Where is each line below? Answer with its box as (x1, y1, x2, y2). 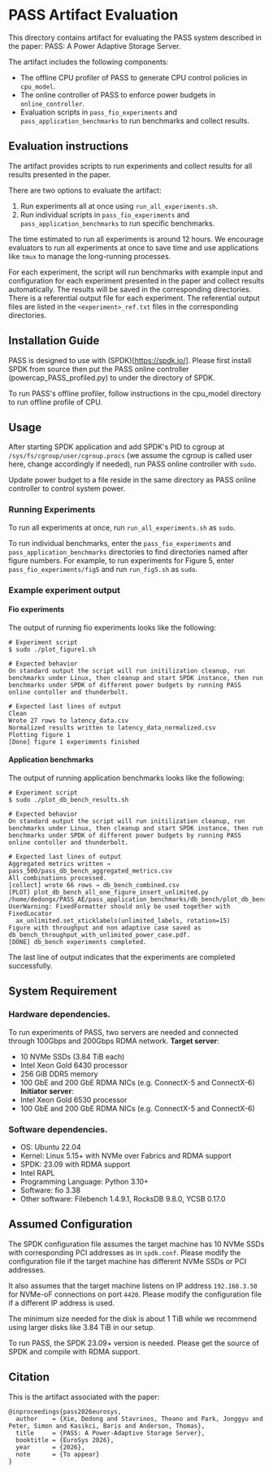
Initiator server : (19, 1086, 75, 1096)
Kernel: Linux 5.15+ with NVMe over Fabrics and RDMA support (19, 1150, 232, 1160)
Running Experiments (8, 504, 96, 515)
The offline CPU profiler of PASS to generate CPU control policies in (19, 72, 248, 82)
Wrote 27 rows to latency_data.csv (8, 717, 129, 725)
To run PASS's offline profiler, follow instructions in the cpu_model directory (8, 388, 262, 398)
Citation (8, 1371, 50, 1384)
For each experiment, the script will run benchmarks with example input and (8, 266, 263, 277)
